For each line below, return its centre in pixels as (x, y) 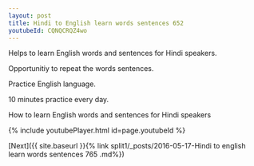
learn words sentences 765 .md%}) (67, 154)
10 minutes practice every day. (59, 100)
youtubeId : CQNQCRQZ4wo (48, 30)
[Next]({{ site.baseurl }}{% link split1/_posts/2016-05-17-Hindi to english (127, 146)
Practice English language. (52, 84)
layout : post (30, 16)
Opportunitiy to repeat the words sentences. (81, 69)
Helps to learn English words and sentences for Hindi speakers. (113, 53)
